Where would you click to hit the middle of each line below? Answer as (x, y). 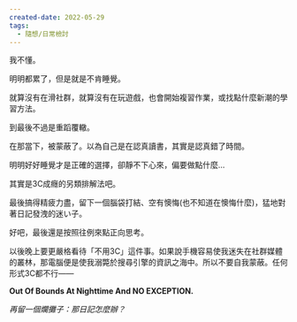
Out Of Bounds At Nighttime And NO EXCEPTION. (102, 291)
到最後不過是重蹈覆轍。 (52, 127)
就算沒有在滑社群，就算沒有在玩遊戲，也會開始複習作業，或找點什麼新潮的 (145, 97)
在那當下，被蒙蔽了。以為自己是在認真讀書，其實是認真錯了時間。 (129, 146)
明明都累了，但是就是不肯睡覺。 (67, 79)
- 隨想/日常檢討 (43, 34)
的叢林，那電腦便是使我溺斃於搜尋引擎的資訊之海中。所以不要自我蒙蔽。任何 (148, 263)
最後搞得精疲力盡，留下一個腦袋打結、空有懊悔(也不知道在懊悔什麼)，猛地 (144, 203)
